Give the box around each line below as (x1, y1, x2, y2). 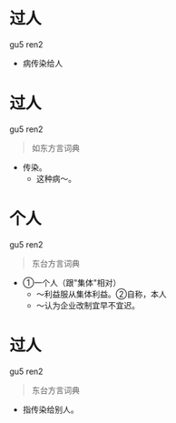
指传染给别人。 (22, 404, 79, 415)
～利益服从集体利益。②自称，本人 (35, 288, 168, 299)
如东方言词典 (31, 142, 80, 153)
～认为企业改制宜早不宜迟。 (35, 299, 141, 310)
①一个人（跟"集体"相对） (22, 277, 122, 287)
